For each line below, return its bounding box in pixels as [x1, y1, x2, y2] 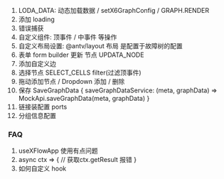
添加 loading [18, 15, 55, 23]
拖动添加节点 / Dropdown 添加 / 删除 [18, 77, 125, 85]
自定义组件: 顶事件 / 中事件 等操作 [18, 33, 117, 41]
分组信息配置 [18, 112, 56, 119]
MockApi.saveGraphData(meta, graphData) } [18, 94, 150, 102]
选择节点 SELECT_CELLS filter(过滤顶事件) [18, 68, 142, 77]
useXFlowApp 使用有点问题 [18, 146, 98, 155]
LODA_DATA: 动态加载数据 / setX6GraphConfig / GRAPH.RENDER [18, 6, 209, 14]
